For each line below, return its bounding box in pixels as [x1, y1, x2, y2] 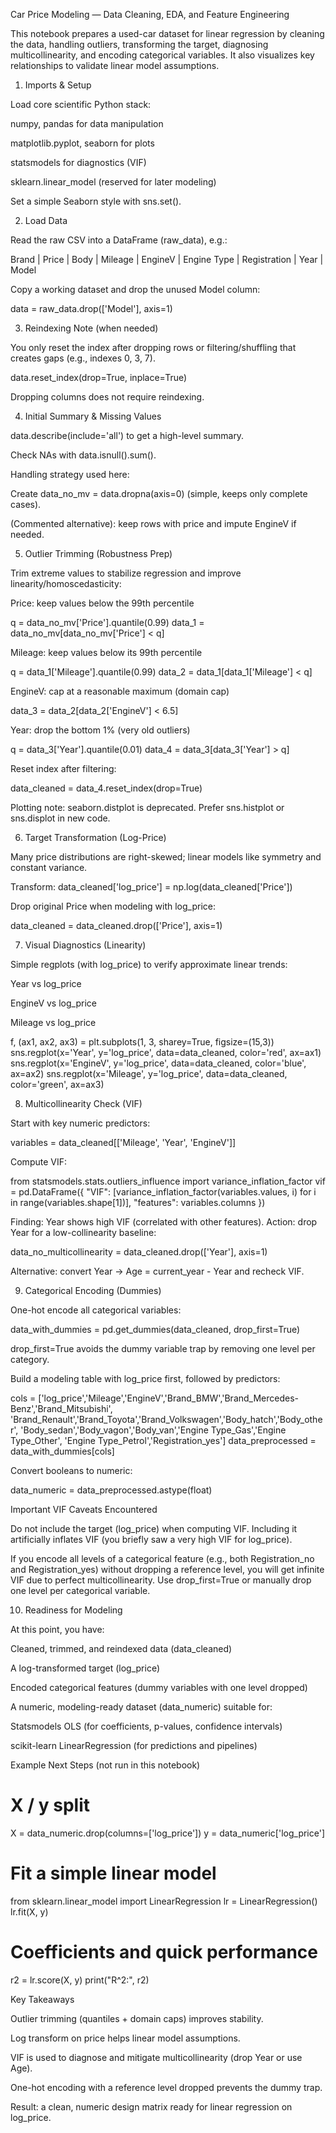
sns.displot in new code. [10, 812, 111, 824]
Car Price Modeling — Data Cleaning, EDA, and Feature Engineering [10, 9, 290, 20]
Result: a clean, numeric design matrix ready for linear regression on [10, 2100, 293, 2113]
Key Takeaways [10, 1993, 75, 2005]
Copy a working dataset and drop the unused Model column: [10, 284, 261, 295]
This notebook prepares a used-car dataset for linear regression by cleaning [10, 28, 325, 39]
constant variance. [10, 862, 88, 873]
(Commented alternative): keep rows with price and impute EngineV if [10, 518, 297, 529]
